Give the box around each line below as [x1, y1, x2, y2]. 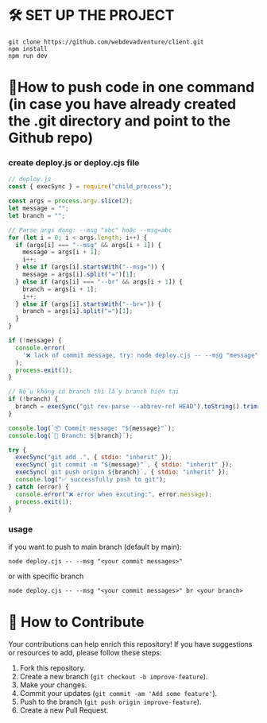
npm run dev [8, 52, 48, 60]
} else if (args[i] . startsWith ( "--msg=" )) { [15, 263, 165, 271]
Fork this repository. [19, 663, 86, 672]
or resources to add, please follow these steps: [8, 648, 162, 657]
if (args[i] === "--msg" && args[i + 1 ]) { [15, 241, 161, 249]
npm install [8, 44, 48, 52]
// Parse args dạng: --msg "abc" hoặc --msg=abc [8, 226, 172, 234]
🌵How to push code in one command [8, 79, 255, 96]
